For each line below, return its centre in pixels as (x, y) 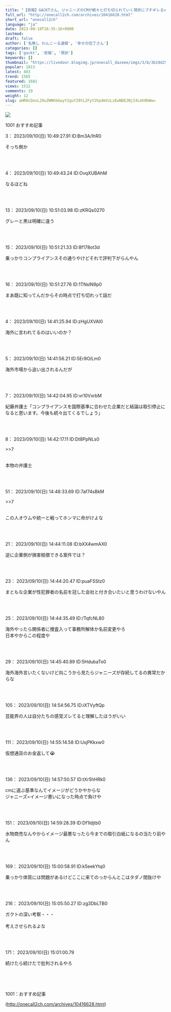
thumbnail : (17, 62)
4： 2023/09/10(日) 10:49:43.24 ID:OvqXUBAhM (56, 173)
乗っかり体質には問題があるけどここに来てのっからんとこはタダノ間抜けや (83, 877)
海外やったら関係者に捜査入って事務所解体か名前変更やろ (65, 629)
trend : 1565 (18, 77)
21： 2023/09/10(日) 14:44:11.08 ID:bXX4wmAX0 (56, 544)
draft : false (19, 39)
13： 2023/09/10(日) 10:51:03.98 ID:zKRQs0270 (55, 210)
